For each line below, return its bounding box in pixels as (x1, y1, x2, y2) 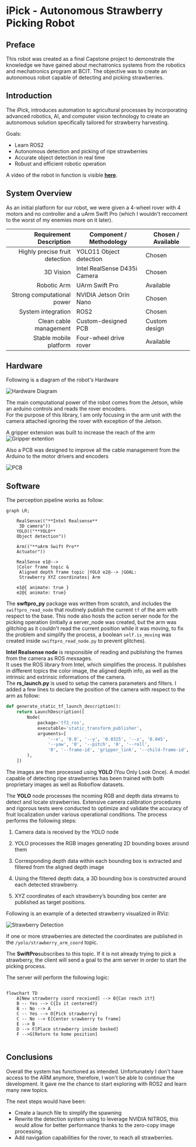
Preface (6, 40, 36, 50)
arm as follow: (6, 692, 40, 700)
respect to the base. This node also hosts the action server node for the (6, 612, 178, 619)
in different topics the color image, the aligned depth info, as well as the (6, 667, 178, 674)
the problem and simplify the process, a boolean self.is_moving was (6, 631, 171, 638)
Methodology (89, 237, 127, 246)
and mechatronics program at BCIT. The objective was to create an (6, 68, 167, 74)
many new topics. (6, 1086, 48, 1093)
